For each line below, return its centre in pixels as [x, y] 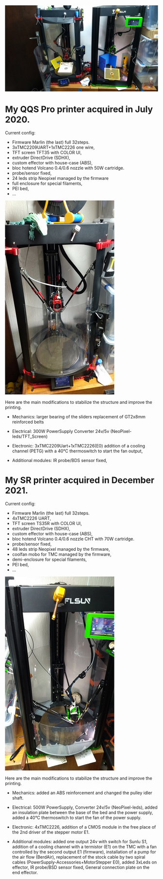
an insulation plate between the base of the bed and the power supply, [82, 813]
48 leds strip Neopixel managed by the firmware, [61, 549]
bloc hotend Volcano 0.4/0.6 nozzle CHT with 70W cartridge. [73, 539]
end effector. [25, 873]
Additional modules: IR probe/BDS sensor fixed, [60, 461]
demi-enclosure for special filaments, [49, 559]
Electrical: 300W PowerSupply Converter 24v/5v [61, 432]
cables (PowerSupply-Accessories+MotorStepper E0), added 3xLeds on [84, 862]
